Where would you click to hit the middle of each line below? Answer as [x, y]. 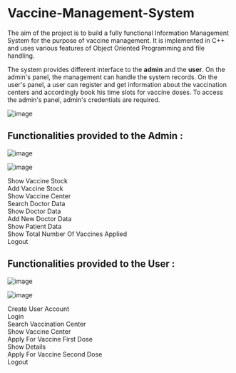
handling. [21, 56]
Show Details [27, 347]
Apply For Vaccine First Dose [50, 339]
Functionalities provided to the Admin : [95, 136]
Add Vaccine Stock [35, 188]
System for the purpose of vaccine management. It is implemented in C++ [116, 40]
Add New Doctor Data [40, 218]
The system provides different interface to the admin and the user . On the [117, 69]
